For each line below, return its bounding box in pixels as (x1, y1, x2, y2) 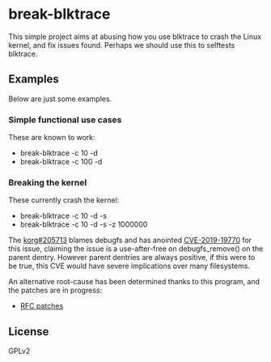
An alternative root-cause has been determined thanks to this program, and (8, 277, 260, 287)
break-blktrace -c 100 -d (19, 157, 103, 167)
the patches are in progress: (8, 285, 103, 296)
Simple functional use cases (8, 114, 122, 126)
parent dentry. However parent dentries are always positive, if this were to (8, 253, 256, 262)
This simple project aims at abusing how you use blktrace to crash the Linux (8, 32, 261, 41)
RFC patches (19, 301, 64, 311)
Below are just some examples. (8, 94, 112, 104)
